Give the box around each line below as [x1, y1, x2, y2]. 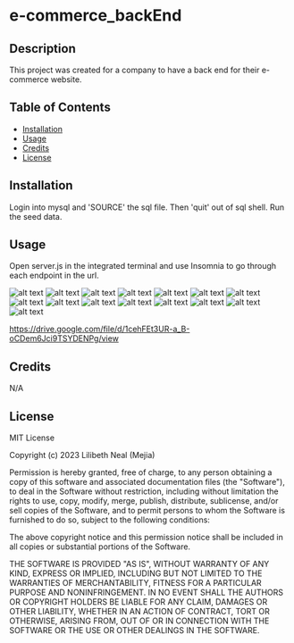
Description [9, 41, 76, 56]
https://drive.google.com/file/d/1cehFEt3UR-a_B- [9, 323, 190, 335]
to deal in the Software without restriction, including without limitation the [9, 486, 279, 497]
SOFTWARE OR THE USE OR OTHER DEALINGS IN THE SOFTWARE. [9, 625, 260, 636]
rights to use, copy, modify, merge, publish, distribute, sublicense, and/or [9, 496, 279, 506]
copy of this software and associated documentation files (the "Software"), [9, 477, 286, 488]
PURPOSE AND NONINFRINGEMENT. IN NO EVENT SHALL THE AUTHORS [9, 587, 284, 598]
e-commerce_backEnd [9, 5, 182, 26]
